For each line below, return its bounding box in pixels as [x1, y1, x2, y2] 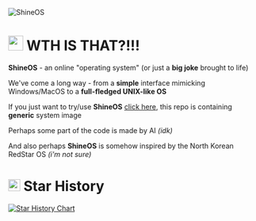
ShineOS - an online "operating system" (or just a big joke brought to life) [8, 63, 249, 72]
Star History [23, 177, 105, 196]
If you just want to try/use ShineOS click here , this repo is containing [8, 101, 232, 111]
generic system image [8, 110, 82, 120]
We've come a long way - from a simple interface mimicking [8, 78, 206, 87]
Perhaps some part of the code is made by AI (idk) [8, 125, 173, 135]
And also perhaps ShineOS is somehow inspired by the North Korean [8, 141, 234, 151]
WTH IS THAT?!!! [26, 36, 140, 55]
